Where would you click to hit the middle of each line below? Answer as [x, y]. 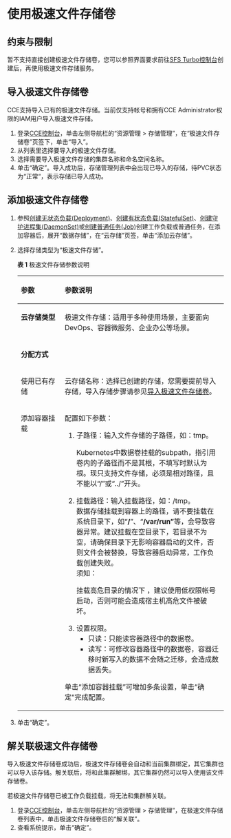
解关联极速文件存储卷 [52, 746]
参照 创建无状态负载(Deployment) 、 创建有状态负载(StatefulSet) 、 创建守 [118, 218]
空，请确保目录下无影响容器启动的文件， [142, 542]
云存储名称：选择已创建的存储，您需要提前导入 [140, 381]
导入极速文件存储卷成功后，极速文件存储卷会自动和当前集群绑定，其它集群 [112, 764]
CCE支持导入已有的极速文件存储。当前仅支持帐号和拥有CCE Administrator [112, 110]
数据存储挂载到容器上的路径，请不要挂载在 [145, 511]
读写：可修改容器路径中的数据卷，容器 [150, 648]
